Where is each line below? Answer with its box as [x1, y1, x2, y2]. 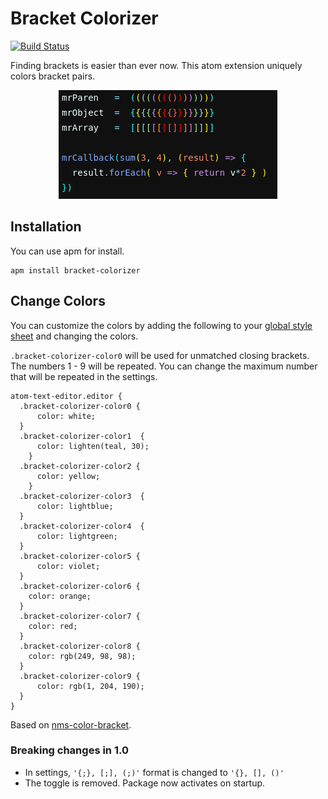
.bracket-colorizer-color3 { [19, 491, 145, 501]
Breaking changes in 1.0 [10, 743, 129, 757]
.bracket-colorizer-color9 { [19, 671, 141, 681]
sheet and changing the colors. [10, 330, 139, 342]
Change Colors [10, 293, 106, 310]
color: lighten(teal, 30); [36, 441, 150, 451]
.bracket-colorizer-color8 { [19, 641, 141, 651]
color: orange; [28, 591, 92, 601]
